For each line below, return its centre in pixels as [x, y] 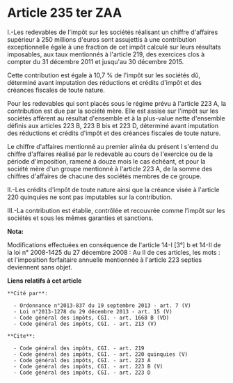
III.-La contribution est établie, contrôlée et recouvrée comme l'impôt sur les [116, 210]
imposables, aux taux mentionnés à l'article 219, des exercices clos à [106, 54]
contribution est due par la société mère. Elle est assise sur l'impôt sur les [113, 111]
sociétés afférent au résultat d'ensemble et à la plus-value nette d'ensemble [116, 118]
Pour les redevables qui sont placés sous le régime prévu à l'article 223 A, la [117, 103]
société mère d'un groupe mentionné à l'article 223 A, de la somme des [110, 169]
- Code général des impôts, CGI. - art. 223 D [82, 373]
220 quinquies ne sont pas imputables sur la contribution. [90, 197]
